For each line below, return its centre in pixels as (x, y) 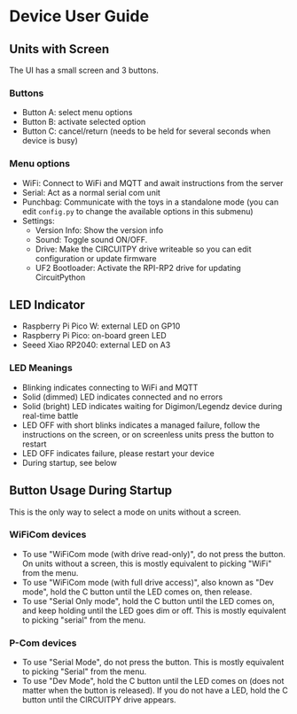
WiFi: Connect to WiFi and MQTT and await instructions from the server (152, 182)
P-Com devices (43, 642)
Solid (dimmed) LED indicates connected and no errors (122, 397)
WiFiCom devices (48, 535)
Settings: (38, 221)
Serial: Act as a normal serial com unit (91, 192)
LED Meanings (41, 368)
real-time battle (50, 415)
